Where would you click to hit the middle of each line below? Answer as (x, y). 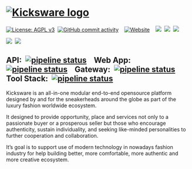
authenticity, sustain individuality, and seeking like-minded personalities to (96, 129)
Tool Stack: (27, 79)
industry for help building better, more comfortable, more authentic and (92, 153)
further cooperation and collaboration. (52, 135)
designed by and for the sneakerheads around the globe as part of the (91, 99)
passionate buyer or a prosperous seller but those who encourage (86, 123)
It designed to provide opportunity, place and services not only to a (87, 117)
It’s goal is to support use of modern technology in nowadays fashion (90, 147)
